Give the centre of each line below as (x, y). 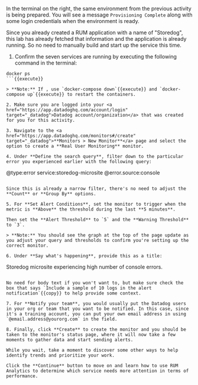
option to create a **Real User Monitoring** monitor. (75, 146)
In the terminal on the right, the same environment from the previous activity (99, 9)
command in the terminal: (46, 63)
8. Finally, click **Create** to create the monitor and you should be (96, 329)
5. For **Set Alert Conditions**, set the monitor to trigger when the (96, 204)
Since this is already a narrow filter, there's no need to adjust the (96, 189)
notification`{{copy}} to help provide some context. (74, 293)
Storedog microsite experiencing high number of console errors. (85, 267)
